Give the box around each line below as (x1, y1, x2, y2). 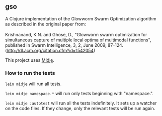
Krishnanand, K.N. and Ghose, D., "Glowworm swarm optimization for (5, 31, 148, 37)
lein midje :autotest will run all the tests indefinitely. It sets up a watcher (5, 100, 157, 106)
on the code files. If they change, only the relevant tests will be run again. (5, 106, 156, 112)
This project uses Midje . (5, 57, 55, 63)
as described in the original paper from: (5, 21, 86, 27)
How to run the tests (5, 69, 56, 76)
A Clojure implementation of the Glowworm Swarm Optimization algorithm (5, 15, 157, 21)
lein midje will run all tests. (5, 81, 62, 87)
